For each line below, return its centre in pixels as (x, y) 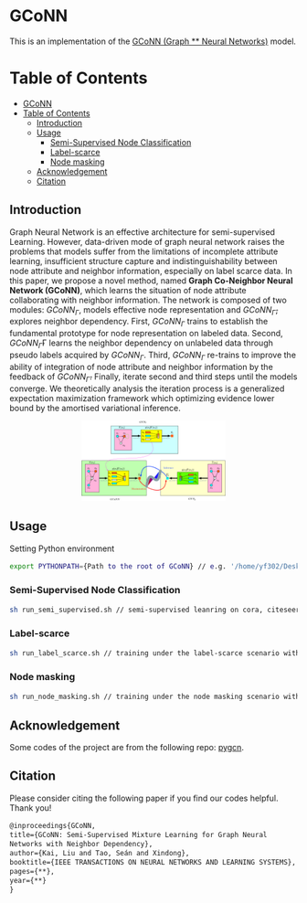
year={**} (28, 880)
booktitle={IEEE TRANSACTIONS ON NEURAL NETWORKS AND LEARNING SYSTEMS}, (153, 862)
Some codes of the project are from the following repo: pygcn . (127, 747)
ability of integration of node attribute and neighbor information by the (142, 367)
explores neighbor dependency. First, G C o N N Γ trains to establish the (139, 323)
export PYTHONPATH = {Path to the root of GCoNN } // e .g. (118, 566)
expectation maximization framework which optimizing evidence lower (142, 398)
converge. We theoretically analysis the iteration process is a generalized (147, 388)
